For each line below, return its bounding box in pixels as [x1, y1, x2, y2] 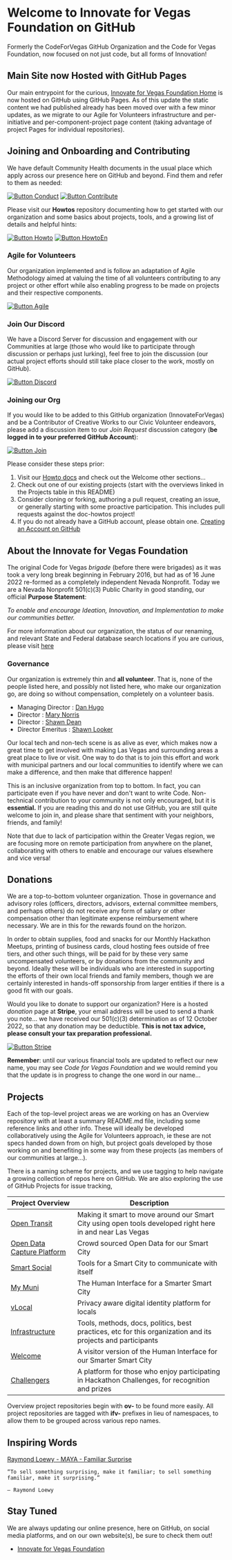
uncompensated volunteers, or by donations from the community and [7, 957, 205, 965]
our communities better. [7, 613, 75, 622]
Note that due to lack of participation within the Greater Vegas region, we [7, 832, 215, 840]
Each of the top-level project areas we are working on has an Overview [7, 1110, 209, 1118]
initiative [7, 118, 31, 126]
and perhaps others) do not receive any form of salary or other [7, 906, 186, 915]
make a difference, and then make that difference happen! [7, 768, 173, 776]
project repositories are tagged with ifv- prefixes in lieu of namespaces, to [7, 1409, 219, 1418]
